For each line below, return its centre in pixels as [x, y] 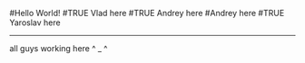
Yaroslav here [35, 22]
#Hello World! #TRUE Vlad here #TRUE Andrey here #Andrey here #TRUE [147, 13]
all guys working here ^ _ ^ [59, 48]
